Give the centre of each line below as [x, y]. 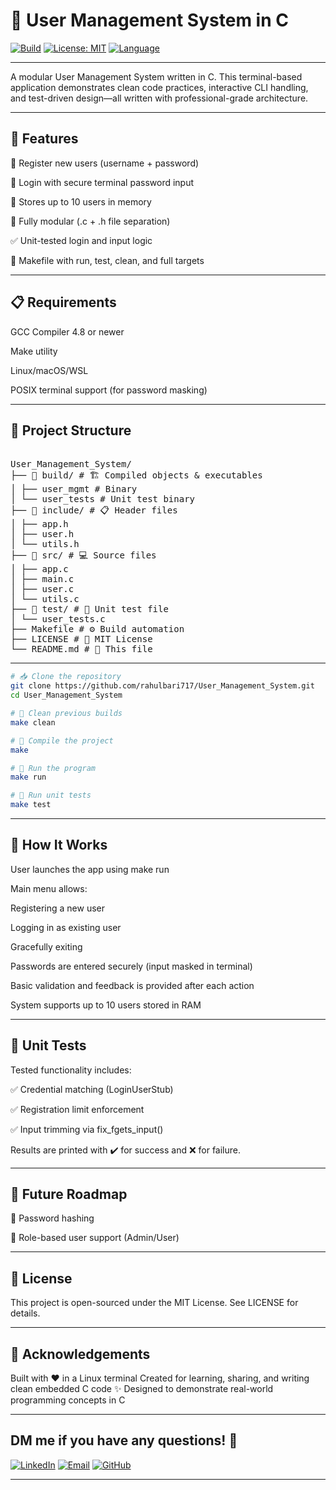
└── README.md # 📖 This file [81, 649]
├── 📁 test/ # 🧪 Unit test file [89, 609]
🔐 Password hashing [52, 1218]
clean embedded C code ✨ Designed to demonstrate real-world [142, 1389]
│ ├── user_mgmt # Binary [74, 489]
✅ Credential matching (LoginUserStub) [92, 1089]
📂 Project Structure [71, 430]
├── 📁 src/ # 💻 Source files [83, 555]
